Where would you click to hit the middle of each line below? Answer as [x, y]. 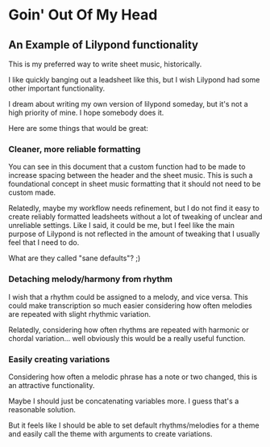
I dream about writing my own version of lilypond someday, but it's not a [128, 104]
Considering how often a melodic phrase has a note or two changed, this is [133, 377]
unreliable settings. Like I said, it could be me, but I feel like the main [122, 226]
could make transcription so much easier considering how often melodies [130, 306]
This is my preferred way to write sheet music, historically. [105, 64]
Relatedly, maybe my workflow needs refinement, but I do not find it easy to [134, 209]
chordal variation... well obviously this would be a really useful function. [127, 338]
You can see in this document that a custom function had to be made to [127, 167]
